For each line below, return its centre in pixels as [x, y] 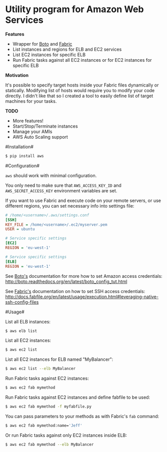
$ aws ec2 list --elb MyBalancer [40, 369]
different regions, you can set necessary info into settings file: [70, 206]
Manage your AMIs [32, 131]
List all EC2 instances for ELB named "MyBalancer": [59, 359]
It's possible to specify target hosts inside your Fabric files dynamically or [82, 85]
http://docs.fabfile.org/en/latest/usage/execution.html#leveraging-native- [82, 297]
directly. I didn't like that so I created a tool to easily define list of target [79, 96]
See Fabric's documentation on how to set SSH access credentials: [75, 291]
